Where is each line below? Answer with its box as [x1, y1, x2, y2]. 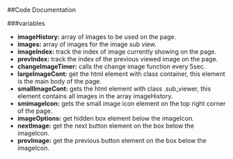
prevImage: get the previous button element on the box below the [17, 137, 207, 145]
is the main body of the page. [17, 77, 102, 86]
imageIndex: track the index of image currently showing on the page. [17, 47, 217, 56]
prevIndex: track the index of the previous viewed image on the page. [17, 55, 218, 63]
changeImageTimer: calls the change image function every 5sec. [17, 62, 206, 71]
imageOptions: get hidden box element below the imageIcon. [17, 114, 194, 123]
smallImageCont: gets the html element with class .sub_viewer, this [17, 84, 211, 93]
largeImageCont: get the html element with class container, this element [17, 70, 225, 78]
